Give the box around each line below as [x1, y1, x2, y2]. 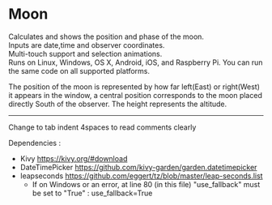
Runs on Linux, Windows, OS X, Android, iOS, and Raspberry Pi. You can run [8, 58, 263, 67]
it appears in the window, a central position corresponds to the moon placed [8, 90, 263, 100]
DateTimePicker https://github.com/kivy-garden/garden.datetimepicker [19, 162, 257, 172]
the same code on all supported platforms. [8, 66, 151, 75]
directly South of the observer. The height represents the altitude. [8, 99, 227, 109]
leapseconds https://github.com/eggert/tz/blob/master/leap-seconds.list [19, 171, 263, 181]
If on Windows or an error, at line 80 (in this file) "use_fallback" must [32, 179, 261, 189]
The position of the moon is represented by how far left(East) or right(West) [8, 82, 261, 92]
